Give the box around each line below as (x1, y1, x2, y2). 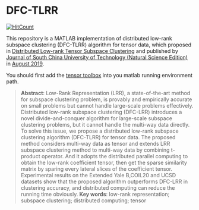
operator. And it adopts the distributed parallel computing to (41, 152, 188, 159)
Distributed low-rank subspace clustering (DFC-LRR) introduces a (20, 108, 182, 115)
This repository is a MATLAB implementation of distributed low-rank (6, 35, 172, 42)
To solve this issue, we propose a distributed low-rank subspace (20, 127, 179, 134)
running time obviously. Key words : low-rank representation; (20, 190, 170, 198)
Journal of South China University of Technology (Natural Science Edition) (6, 54, 188, 61)
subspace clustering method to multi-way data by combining (20, 146, 170, 153)
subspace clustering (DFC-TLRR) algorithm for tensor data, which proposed (6, 41, 192, 48)
